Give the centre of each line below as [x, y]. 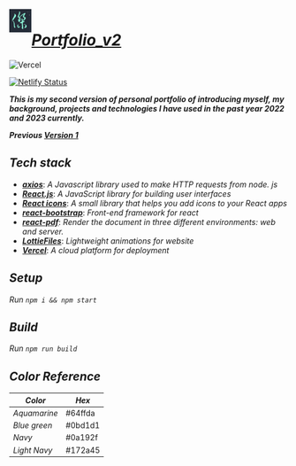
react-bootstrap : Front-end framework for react [110, 213]
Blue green [33, 425]
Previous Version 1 [44, 135]
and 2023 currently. [47, 118]
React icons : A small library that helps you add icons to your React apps [154, 203]
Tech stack [41, 163]
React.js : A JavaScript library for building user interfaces [126, 193]
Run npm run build [43, 348]
